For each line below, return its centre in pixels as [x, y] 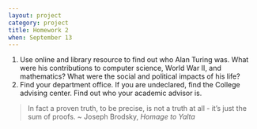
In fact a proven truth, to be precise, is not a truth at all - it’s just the [137, 109]
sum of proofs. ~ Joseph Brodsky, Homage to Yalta [111, 117]
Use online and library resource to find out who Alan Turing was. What [134, 60]
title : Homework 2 [38, 30]
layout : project [35, 15]
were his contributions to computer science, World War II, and [120, 68]
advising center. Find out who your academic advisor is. [111, 93]
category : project [38, 23]
